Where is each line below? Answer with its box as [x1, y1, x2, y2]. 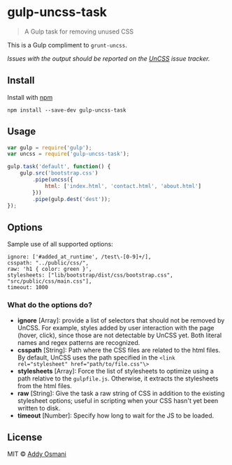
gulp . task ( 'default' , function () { [7, 163, 111, 170]
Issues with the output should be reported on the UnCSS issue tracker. [7, 54, 210, 63]
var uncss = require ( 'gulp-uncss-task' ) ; [7, 151, 130, 158]
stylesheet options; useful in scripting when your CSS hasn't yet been [17, 396, 219, 405]
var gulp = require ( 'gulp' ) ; [7, 144, 92, 151]
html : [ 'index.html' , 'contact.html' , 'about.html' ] [44, 182, 201, 189]
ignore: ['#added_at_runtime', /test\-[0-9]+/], [7, 253, 152, 260]
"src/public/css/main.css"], [7, 278, 92, 285]
